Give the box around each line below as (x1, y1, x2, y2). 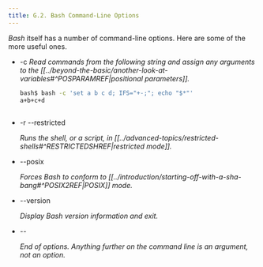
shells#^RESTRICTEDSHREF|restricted (19, 141, 145, 151)
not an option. (19, 250, 66, 260)
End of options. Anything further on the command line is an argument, (19, 242, 249, 251)
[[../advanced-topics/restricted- (114, 133, 219, 143)
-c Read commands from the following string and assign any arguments (19, 57, 255, 66)
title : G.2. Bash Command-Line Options (8, 11, 140, 20)
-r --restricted (19, 118, 66, 127)
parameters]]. (145, 73, 190, 83)
